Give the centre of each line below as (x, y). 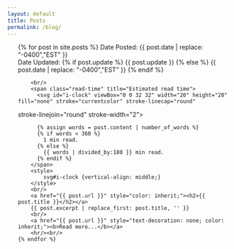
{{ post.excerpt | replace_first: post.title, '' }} (110, 209)
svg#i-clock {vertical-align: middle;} (102, 177)
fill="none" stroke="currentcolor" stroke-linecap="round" (107, 101)
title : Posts (27, 21)
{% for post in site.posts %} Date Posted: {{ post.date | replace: (110, 48)
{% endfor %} (37, 239)
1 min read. (61, 140)
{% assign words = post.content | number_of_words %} (118, 128)
